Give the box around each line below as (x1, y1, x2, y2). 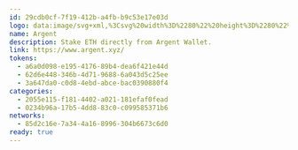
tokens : (9, 54, 38, 63)
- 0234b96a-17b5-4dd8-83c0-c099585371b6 (17, 103, 169, 112)
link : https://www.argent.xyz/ (9, 46, 125, 55)
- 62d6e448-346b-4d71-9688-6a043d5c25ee (17, 71, 169, 79)
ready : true (9, 128, 53, 137)
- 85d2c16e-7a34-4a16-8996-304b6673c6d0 (17, 120, 169, 129)
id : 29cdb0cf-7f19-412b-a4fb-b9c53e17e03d (9, 12, 169, 22)
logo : (9, 21, 29, 30)
